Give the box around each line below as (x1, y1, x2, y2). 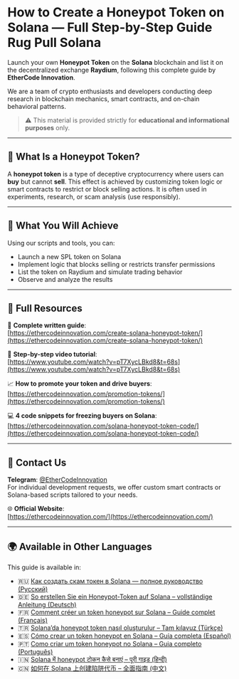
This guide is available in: (7, 563, 82, 572)
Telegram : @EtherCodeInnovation (7, 475, 108, 484)
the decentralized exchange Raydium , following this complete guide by (7, 65, 216, 74)
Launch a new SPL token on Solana (17, 252, 122, 260)
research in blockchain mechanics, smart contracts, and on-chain (7, 94, 200, 103)
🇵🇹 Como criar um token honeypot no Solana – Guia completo (17, 640, 202, 648)
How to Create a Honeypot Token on (7, 4, 225, 21)
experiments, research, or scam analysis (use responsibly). (7, 192, 181, 201)
